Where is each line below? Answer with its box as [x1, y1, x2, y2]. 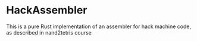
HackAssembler [6, 4, 87, 17]
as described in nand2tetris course [6, 29, 92, 36]
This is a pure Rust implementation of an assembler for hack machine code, [6, 23, 192, 30]
